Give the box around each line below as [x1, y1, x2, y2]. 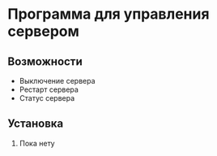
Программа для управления [7, 5, 210, 24]
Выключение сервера [19, 76, 96, 85]
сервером [7, 22, 80, 41]
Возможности [7, 54, 83, 68]
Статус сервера [19, 93, 75, 102]
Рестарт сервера [19, 84, 79, 94]
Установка [7, 117, 64, 131]
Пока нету [19, 138, 55, 148]
